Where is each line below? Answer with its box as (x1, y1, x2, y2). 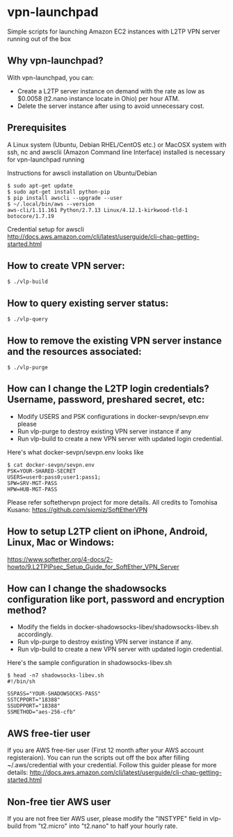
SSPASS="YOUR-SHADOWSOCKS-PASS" (7, 691, 101, 698)
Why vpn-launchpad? (7, 55, 104, 67)
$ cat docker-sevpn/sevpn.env (7, 461, 95, 468)
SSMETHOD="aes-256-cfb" (7, 709, 77, 716)
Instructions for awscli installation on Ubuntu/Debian (7, 169, 158, 177)
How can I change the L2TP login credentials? (7, 383, 210, 394)
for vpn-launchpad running (7, 155, 85, 164)
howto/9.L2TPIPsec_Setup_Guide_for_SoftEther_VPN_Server (7, 562, 179, 571)
